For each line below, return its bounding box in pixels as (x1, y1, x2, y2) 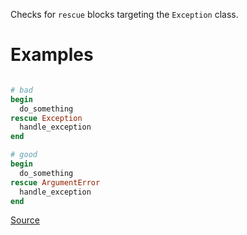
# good (10, 150, 38, 160)
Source (10, 214, 40, 226)
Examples (10, 44, 94, 66)
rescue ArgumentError (10, 177, 101, 188)
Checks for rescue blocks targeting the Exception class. (10, 9, 239, 20)
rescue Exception (10, 113, 83, 123)
